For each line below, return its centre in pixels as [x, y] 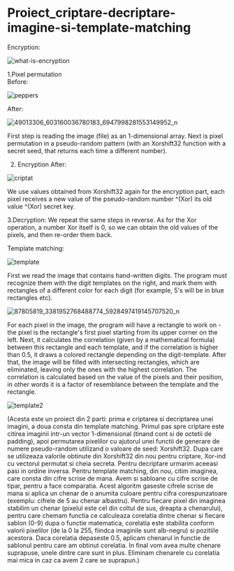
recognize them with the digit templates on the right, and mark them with [112, 283]
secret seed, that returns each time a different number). [87, 150]
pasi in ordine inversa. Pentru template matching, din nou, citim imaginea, [113, 471]
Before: [18, 81]
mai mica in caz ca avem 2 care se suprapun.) [73, 560]
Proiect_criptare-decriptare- [92, 13]
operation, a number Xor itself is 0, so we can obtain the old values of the [113, 227]
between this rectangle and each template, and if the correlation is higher [113, 347]
